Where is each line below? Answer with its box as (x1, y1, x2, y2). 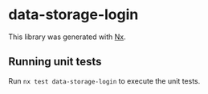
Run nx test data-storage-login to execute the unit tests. (8, 76, 201, 85)
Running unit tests (8, 55, 102, 69)
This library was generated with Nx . (8, 32, 126, 41)
